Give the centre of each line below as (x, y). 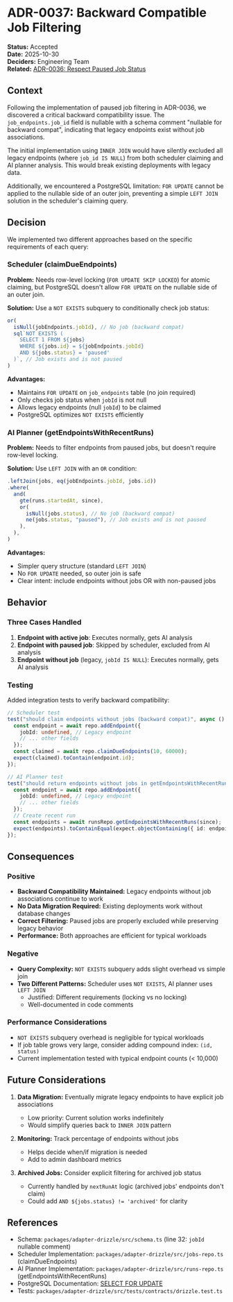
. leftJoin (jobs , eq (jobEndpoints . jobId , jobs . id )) (82, 481)
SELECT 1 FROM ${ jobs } (52, 340)
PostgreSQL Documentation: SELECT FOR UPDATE (90, 1284)
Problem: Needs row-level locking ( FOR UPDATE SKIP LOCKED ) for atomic (109, 280)
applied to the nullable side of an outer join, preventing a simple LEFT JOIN (113, 193)
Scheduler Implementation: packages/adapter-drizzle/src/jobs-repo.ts (120, 1254)
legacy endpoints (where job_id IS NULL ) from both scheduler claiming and (115, 158)
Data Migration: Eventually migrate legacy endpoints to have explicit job (120, 1097)
